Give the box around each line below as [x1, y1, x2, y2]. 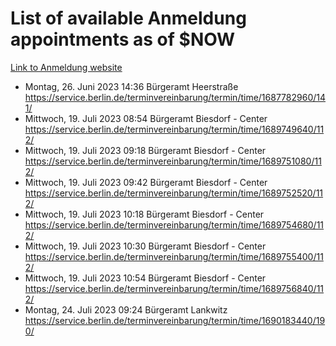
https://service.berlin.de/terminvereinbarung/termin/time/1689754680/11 [24, 218, 325, 231]
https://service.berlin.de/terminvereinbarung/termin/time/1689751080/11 [24, 155, 322, 167]
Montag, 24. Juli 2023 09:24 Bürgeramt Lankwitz [24, 303, 228, 316]
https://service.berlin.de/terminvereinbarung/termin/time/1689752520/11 [24, 187, 324, 199]
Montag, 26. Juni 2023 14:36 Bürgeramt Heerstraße [24, 80, 239, 92]
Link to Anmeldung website [10, 61, 123, 73]
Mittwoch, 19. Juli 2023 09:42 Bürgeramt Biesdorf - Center [24, 176, 268, 188]
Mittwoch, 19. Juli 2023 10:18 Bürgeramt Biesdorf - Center [24, 208, 265, 220]
